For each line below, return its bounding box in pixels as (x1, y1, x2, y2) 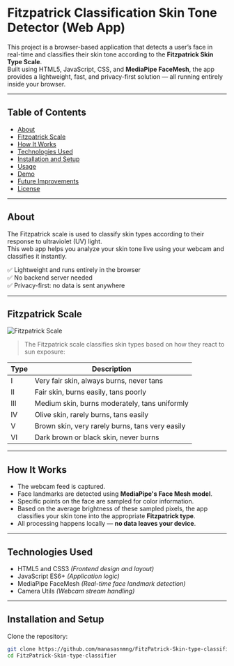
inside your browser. (7, 80, 66, 88)
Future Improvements (17, 176, 79, 186)
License (17, 184, 40, 192)
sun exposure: (24, 347, 66, 356)
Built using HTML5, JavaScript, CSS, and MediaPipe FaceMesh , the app (7, 65, 214, 73)
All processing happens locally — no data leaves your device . (17, 520, 196, 528)
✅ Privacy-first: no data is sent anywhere (7, 281, 125, 289)
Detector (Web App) (7, 20, 125, 36)
